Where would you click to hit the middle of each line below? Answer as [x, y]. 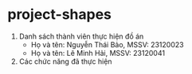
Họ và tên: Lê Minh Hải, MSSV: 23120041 [98, 53]
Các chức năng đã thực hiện [65, 61]
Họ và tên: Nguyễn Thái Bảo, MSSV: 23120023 [107, 44]
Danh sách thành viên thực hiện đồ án [81, 36]
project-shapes [60, 15]
